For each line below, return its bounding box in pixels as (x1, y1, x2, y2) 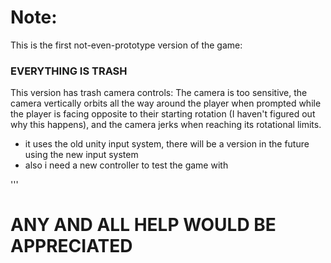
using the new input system (24, 149, 139, 161)
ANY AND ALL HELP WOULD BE (10, 214, 277, 236)
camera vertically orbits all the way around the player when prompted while (10, 97, 322, 110)
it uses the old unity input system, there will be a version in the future (24, 138, 310, 150)
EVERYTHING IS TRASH (10, 64, 128, 78)
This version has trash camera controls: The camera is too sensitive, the (10, 87, 308, 99)
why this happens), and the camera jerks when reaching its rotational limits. (10, 119, 322, 131)
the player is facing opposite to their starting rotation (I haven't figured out (10, 108, 316, 120)
